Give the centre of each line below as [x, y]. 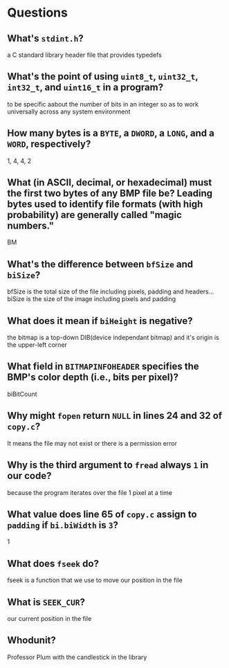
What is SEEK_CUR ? [46, 602]
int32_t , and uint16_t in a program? [85, 88]
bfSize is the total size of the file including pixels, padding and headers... [111, 291]
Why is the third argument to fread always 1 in [108, 465]
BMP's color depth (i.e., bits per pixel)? [93, 378]
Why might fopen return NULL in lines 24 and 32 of [115, 416]
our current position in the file [49, 618]
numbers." [30, 226]
